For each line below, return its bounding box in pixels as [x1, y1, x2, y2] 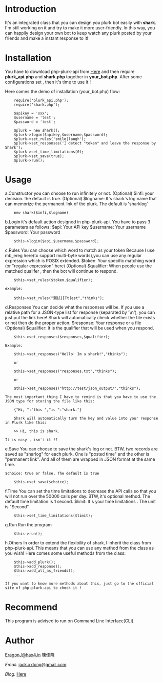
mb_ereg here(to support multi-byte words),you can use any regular [5, 252, 142, 258]
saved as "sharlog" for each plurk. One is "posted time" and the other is [5, 451, 150, 457]
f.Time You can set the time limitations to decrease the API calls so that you [5, 488, 157, 494]
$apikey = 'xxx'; [14, 111, 49, 116]
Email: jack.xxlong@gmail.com [5, 661, 67, 667]
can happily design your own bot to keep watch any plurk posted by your [5, 30, 152, 36]
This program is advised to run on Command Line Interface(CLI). [5, 618, 135, 624]
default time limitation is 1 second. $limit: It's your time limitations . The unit [5, 498, 156, 504]
